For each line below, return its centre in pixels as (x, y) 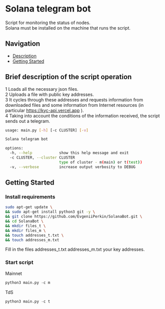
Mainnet (14, 273)
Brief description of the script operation (68, 77)
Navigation (23, 44)
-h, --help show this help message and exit (69, 153)
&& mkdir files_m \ (26, 230)
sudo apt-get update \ (29, 207)
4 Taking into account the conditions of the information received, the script (82, 115)
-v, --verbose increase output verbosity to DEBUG (73, 167)
